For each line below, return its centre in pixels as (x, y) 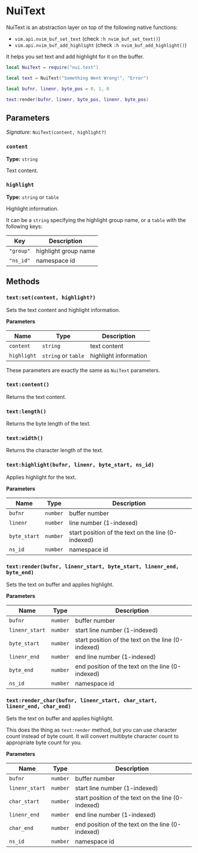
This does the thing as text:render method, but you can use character (92, 730)
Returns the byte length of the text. (49, 424)
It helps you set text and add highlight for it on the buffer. (75, 56)
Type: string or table (32, 197)
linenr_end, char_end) (39, 706)
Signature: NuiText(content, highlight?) (57, 132)
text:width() (25, 438)
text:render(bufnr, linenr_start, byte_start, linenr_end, (93, 566)
